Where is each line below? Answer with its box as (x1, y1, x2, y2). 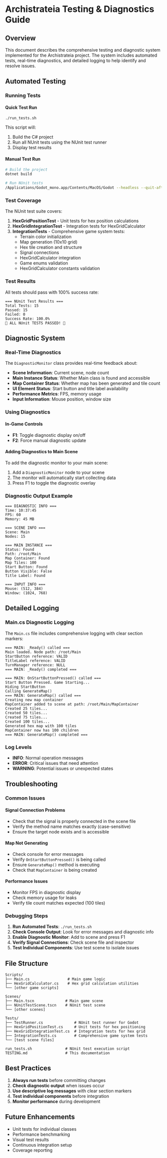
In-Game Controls (5, 421, 43, 427)
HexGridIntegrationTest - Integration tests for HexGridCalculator (12, 223, 146, 229)
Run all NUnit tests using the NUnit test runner (12, 139, 107, 145)
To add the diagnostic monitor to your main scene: (5, 460, 108, 466)
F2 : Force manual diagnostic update (12, 437, 86, 443)
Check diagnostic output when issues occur (12, 1082, 105, 1088)
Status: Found (5, 547, 35, 552)
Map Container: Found (5, 556, 50, 561)
